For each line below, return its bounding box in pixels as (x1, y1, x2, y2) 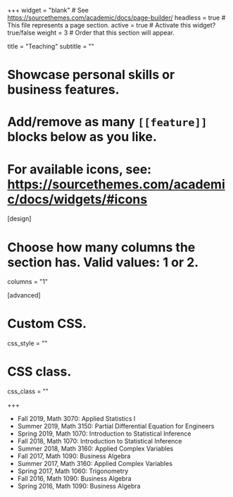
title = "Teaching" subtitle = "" (7, 42, 95, 50)
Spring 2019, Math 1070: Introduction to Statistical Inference (17, 429, 191, 438)
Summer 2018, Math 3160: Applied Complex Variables (17, 444, 174, 453)
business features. (7, 82, 120, 98)
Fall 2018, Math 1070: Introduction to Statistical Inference (17, 437, 182, 446)
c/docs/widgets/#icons (7, 191, 148, 207)
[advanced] (7, 291, 41, 300)
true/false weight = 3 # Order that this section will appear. (7, 28, 175, 37)
